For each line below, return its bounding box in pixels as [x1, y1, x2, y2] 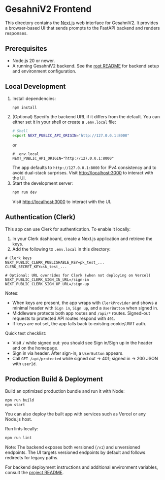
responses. [5, 30, 28, 36]
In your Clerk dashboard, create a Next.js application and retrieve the [12, 236, 153, 241]
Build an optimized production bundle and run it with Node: [5, 388, 125, 394]
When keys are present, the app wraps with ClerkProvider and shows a [12, 300, 158, 306]
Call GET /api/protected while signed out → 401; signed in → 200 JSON [12, 355, 159, 361]
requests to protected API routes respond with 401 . [12, 315, 116, 321]
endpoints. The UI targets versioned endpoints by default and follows [5, 449, 146, 455]
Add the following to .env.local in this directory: [12, 246, 111, 252]
